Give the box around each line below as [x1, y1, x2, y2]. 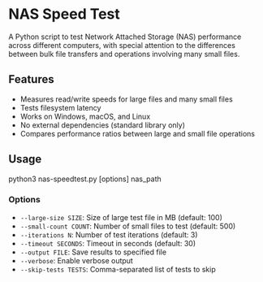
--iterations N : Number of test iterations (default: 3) [19, 229, 198, 240]
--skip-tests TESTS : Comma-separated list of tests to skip [19, 264, 217, 274]
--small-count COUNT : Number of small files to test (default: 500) [19, 221, 236, 231]
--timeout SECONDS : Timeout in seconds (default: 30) [19, 238, 196, 248]
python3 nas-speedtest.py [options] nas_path [8, 174, 162, 184]
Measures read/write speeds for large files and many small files [19, 94, 233, 104]
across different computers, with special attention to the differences [8, 40, 235, 50]
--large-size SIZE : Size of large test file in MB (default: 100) [19, 212, 223, 222]
